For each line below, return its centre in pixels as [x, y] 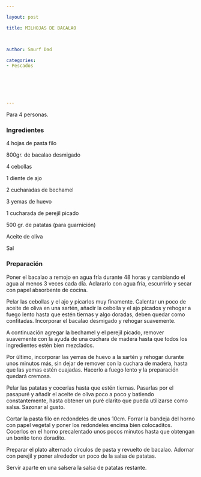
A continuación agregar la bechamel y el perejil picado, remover [85, 332]
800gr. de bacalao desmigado [43, 155]
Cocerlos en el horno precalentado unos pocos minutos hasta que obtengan [100, 431]
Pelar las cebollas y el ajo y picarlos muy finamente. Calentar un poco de [96, 301]
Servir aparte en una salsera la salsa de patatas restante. [76, 467]
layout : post [22, 17]
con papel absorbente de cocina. [47, 290]
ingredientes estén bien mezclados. [50, 345]
